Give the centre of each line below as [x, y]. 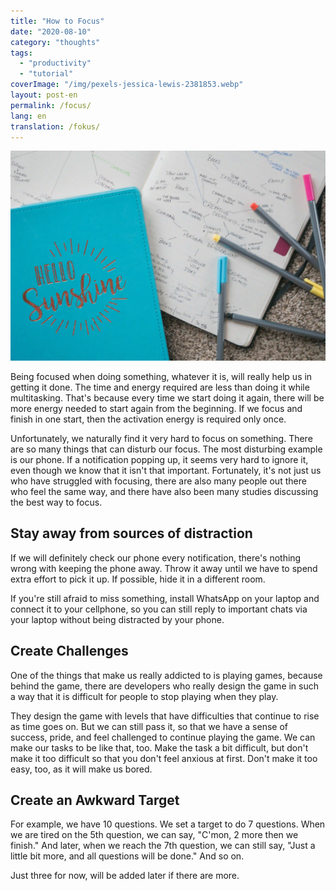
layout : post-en [44, 95]
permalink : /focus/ [51, 105]
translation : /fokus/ [55, 126]
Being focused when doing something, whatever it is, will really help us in [161, 377]
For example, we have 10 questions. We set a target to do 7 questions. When [168, 824]
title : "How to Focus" [57, 21]
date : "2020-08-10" [51, 31]
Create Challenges [69, 651]
